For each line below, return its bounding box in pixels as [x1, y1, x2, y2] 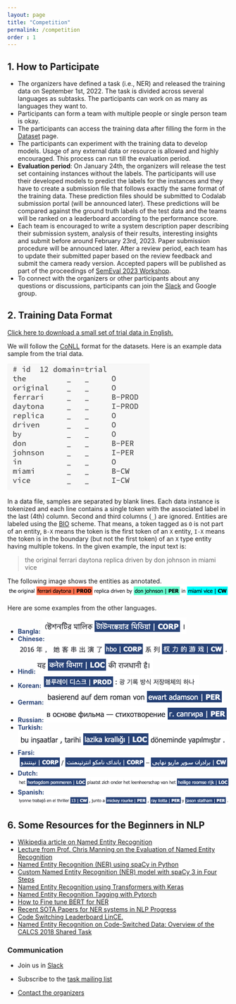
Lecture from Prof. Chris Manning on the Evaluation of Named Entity [17, 845, 216, 853]
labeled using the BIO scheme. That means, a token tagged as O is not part [7, 519, 223, 528]
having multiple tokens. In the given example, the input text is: [7, 541, 187, 550]
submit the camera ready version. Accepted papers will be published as [17, 259, 227, 268]
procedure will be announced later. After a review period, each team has [17, 244, 228, 253]
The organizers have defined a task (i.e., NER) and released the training [17, 80, 225, 88]
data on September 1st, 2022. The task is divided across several [17, 87, 204, 95]
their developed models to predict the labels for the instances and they [17, 177, 223, 185]
